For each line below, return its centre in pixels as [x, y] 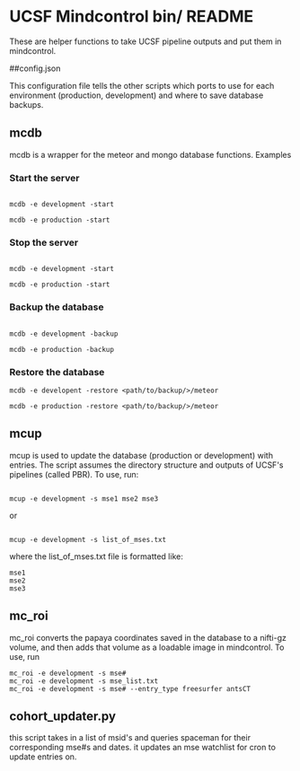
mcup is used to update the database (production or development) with [141, 455]
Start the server [44, 178]
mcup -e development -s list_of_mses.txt [88, 539]
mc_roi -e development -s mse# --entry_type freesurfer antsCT [130, 688]
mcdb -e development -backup [64, 334]
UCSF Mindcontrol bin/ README [132, 17]
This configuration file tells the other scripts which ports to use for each [142, 85]
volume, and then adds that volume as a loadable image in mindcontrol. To [147, 647]
